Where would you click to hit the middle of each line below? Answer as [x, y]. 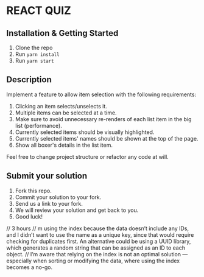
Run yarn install [37, 54]
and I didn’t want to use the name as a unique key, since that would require [100, 234]
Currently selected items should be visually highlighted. [85, 132]
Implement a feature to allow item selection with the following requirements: [101, 94]
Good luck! [29, 216]
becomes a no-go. [30, 267]
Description [29, 80]
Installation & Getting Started [62, 33]
